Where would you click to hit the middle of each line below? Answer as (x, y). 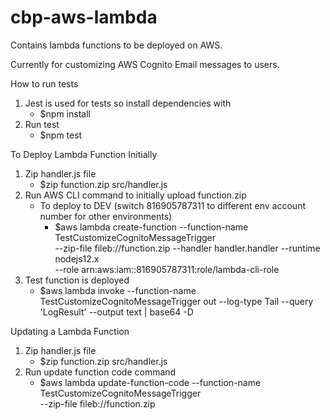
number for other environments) (106, 216)
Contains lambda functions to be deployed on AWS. (116, 45)
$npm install (65, 113)
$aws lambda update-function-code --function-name (150, 382)
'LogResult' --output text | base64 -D (116, 312)
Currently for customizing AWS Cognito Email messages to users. (145, 64)
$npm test (61, 135)
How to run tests (44, 83)
